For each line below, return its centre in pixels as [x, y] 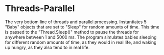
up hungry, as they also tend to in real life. [47, 47]
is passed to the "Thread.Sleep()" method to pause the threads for [72, 32]
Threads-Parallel [40, 8]
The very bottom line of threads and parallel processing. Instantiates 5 [76, 22]
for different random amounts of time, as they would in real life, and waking [81, 42]
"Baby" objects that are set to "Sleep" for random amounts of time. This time [82, 27]
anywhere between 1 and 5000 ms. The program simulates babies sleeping [81, 37]
